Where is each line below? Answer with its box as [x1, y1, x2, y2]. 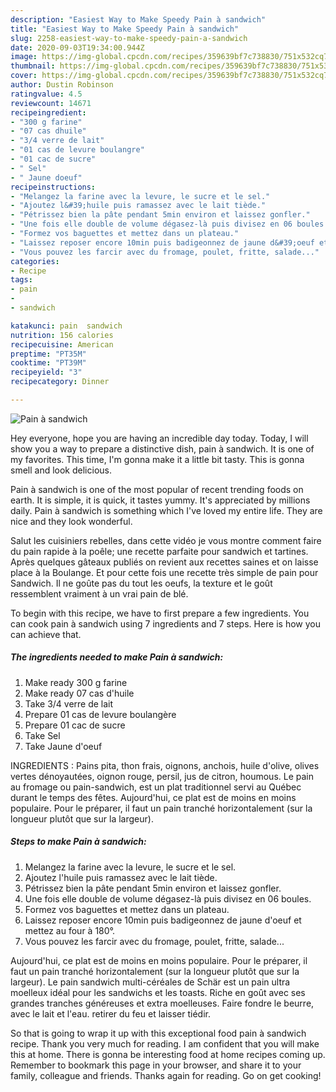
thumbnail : [10, 61, 56, 71]
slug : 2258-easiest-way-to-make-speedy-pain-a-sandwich [10, 33, 248, 43]
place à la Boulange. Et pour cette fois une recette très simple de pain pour [10, 566, 319, 578]
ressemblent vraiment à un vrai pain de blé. [10, 587, 189, 600]
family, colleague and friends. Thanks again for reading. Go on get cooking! [10, 1069, 322, 1081]
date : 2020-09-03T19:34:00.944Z [10, 42, 145, 53]
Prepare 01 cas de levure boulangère [24, 708, 177, 720]
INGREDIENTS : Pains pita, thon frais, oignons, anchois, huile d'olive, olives [10, 759, 320, 771]
